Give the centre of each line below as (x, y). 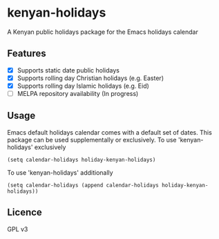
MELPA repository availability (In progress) (78, 93)
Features (27, 54)
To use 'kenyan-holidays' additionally (60, 172)
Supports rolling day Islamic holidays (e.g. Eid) (83, 86)
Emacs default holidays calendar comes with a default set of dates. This (109, 132)
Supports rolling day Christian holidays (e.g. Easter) (91, 78)
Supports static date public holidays (68, 70)
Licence (25, 212)
